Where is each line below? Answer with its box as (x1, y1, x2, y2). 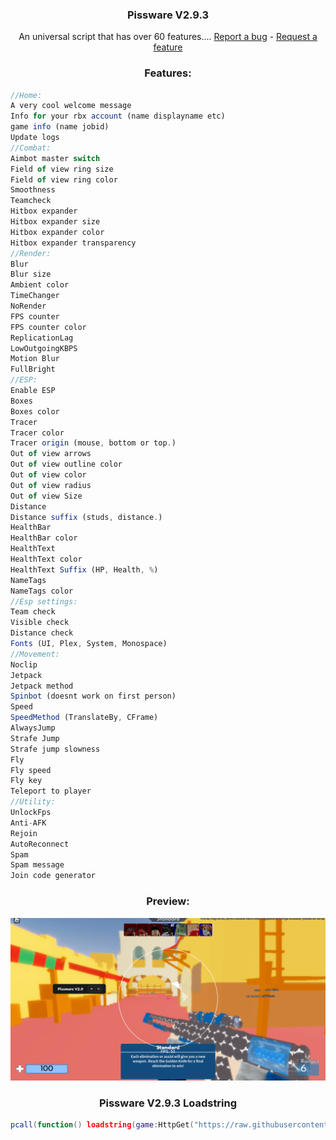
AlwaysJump (10, 723, 56, 733)
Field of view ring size (10, 164, 114, 174)
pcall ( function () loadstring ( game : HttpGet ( (10, 1120, 195, 1130)
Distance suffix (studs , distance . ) (10, 512, 163, 522)
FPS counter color (10, 322, 87, 332)
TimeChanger (10, 291, 60, 301)
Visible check (10, 618, 70, 628)
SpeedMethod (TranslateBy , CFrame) (10, 713, 159, 723)
